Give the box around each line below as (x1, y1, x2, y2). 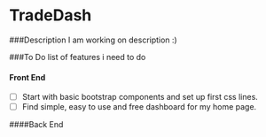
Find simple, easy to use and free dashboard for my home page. (21, 102, 257, 112)
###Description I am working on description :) (9, 34, 177, 45)
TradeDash (9, 5, 92, 26)
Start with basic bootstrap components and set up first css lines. (21, 92, 259, 103)
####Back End (9, 119, 64, 130)
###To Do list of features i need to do (9, 51, 146, 62)
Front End (9, 72, 46, 82)
